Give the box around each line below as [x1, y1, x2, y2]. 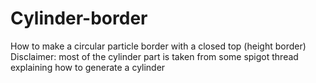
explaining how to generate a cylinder [10, 61, 166, 73]
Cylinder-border [10, 7, 148, 30]
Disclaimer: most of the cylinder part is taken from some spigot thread [10, 50, 299, 62]
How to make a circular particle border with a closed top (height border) [10, 40, 307, 52]
